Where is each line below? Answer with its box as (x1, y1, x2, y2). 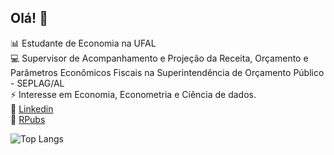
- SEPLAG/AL (10, 77, 65, 89)
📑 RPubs (10, 113, 46, 125)
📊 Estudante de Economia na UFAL (10, 37, 157, 49)
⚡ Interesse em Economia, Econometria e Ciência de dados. (10, 88, 257, 100)
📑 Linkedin (10, 102, 54, 115)
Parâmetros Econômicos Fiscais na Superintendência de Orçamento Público (10, 66, 325, 78)
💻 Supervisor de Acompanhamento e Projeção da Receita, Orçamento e (10, 52, 309, 64)
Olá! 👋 (10, 10, 48, 27)
